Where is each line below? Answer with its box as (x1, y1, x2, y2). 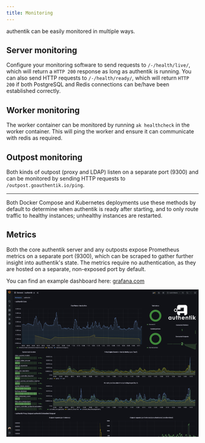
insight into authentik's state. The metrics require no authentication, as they (6, 259, 196, 266)
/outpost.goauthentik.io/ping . (6, 181, 85, 189)
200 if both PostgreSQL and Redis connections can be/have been (6, 81, 170, 88)
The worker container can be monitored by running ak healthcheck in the (6, 121, 190, 128)
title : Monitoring (6, 10, 53, 16)
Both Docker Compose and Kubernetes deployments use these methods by (6, 199, 196, 206)
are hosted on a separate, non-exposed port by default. (6, 265, 146, 272)
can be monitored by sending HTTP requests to (6, 175, 126, 182)
